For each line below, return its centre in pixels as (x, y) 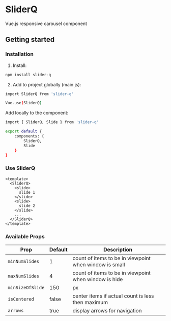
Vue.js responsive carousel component (46, 24)
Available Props (25, 236)
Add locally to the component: (37, 113)
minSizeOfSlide (26, 288)
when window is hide (98, 279)
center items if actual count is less (113, 296)
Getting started (30, 40)
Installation (20, 54)
